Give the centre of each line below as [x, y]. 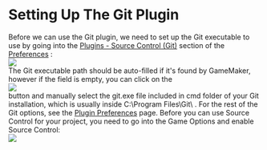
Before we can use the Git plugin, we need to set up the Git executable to [129, 37]
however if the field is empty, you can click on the [90, 79]
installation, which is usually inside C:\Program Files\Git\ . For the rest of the [133, 104]
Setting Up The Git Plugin [94, 15]
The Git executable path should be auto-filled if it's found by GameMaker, [129, 71]
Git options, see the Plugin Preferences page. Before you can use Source [129, 112]
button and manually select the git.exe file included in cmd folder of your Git [133, 95]
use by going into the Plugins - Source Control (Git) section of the [117, 45]
